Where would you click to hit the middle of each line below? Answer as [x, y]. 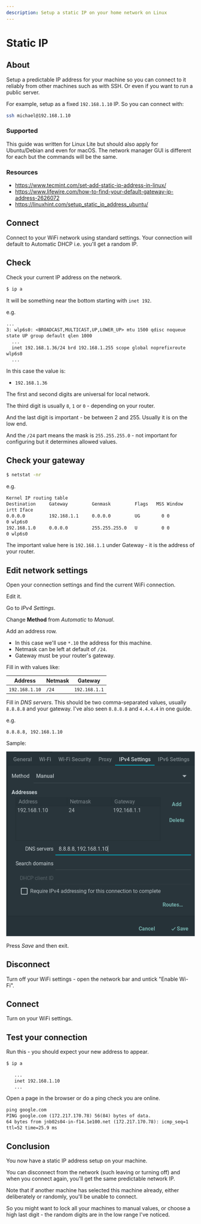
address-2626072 [37, 198]
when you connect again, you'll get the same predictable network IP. [91, 1178]
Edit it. [14, 597]
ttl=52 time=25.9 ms [32, 1128]
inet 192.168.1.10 [37, 1081]
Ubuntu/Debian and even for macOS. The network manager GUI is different [99, 150]
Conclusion [28, 1146]
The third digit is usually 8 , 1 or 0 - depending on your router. [81, 406]
